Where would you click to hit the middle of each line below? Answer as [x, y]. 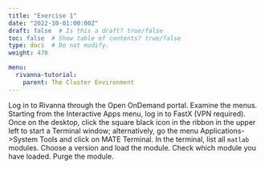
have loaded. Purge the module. [61, 156]
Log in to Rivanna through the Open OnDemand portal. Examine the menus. [133, 105]
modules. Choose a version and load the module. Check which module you [132, 147]
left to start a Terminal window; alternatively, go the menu [104, 131]
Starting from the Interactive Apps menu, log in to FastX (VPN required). [127, 114]
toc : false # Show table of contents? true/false [95, 38]
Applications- [222, 131]
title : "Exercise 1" [43, 16]
